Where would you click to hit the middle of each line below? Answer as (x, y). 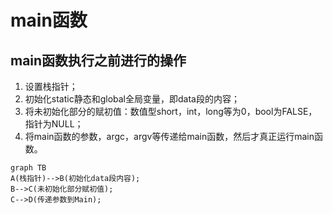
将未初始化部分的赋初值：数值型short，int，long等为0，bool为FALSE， (171, 111)
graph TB (28, 168)
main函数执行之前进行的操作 (98, 60)
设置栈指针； (51, 86)
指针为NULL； (54, 124)
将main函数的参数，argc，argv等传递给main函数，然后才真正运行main (169, 136)
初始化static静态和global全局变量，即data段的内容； (132, 99)
